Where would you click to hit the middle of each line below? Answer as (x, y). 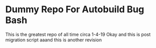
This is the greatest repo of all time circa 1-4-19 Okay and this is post (78, 34)
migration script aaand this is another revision (54, 40)
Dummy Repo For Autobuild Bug (75, 9)
